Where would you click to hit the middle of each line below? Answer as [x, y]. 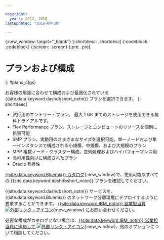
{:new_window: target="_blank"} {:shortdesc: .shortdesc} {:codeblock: [77, 42]
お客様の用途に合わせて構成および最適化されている [57, 93]
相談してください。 [33, 233]
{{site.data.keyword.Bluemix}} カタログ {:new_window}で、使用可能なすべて [82, 175]
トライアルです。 [34, 121]
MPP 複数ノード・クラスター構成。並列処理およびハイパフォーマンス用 [84, 152]
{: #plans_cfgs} [20, 83]
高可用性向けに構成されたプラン [45, 158]
